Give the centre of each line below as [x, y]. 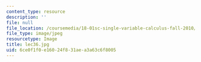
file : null [20, 22]
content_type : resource [36, 12]
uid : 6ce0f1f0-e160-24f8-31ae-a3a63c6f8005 [61, 50]
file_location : [25, 28]
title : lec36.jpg [28, 45]
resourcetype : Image [32, 39]
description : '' [26, 17]
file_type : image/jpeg [34, 34]
